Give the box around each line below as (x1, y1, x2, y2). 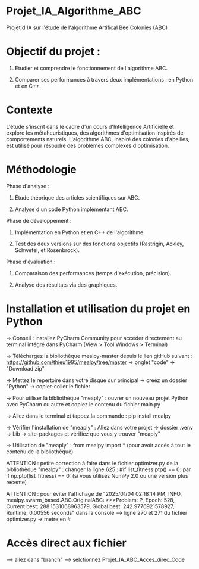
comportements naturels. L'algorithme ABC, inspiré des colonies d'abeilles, (6, 135, 190, 142)
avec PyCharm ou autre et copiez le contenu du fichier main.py (6, 400, 160, 408)
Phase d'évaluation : (6, 258, 56, 265)
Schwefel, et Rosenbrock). (14, 246, 80, 254)
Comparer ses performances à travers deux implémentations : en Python (14, 76, 194, 83)
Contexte (6, 103, 53, 117)
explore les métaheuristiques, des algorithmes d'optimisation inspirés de (6, 129, 184, 136)
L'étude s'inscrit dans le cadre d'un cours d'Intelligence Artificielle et (6, 123, 174, 130)
